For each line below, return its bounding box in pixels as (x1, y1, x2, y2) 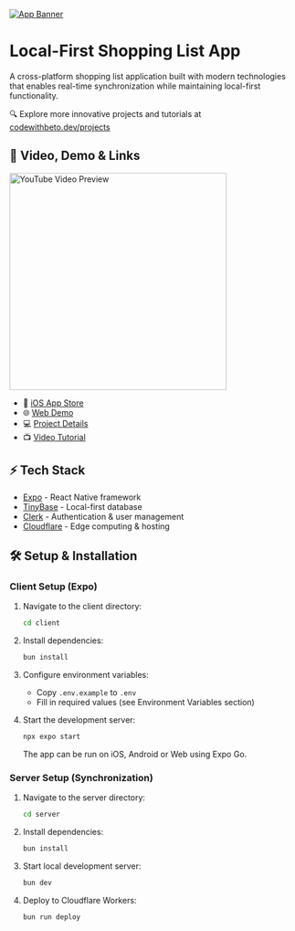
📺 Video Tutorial (22, 431, 87, 442)
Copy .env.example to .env (36, 687, 137, 698)
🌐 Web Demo (22, 407, 74, 418)
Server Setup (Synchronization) (9, 771, 153, 784)
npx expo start (22, 732, 81, 741)
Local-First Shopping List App (9, 41, 241, 61)
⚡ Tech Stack (9, 462, 86, 479)
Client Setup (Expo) (9, 580, 98, 593)
